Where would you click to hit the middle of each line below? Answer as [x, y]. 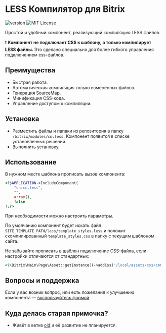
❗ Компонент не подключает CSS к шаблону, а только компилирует [78, 42]
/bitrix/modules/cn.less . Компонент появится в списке [71, 136]
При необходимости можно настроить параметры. [59, 216]
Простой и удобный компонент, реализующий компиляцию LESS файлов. [83, 32]
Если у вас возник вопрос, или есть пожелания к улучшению [70, 292]
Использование [31, 162]
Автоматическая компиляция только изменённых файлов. [74, 87]
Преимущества [30, 70]
